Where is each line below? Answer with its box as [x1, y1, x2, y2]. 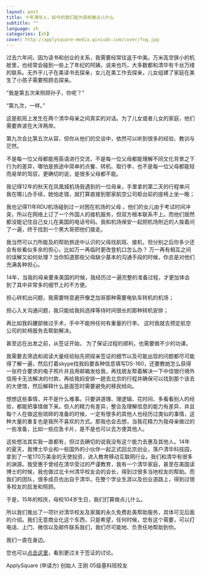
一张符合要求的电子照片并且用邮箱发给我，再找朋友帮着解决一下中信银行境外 [6, 367, 195, 375]
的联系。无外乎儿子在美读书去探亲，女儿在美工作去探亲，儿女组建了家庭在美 [6, 69, 195, 76]
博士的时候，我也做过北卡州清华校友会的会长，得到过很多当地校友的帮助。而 [6, 468, 195, 475]
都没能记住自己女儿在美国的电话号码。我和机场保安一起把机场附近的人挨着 [6, 218, 190, 225]
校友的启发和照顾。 [11, 483, 59, 490]
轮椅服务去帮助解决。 [22, 327, 75, 334]
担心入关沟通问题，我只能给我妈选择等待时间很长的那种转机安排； [6, 307, 169, 314]
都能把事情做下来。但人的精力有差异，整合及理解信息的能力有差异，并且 [16, 403, 195, 410]
